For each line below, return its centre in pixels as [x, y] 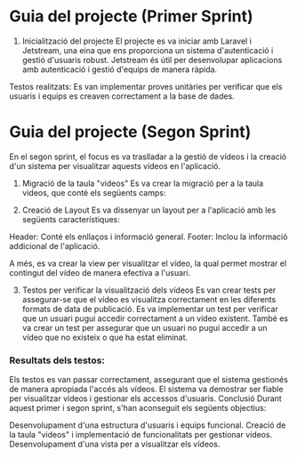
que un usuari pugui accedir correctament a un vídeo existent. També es [155, 318]
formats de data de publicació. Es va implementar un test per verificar [150, 309]
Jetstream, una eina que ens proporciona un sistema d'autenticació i [148, 50]
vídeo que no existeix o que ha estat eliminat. [105, 337]
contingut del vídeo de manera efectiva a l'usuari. [100, 272]
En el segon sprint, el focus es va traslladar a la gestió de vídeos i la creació [148, 157]
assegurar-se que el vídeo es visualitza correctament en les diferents [149, 299]
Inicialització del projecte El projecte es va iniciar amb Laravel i [136, 41]
